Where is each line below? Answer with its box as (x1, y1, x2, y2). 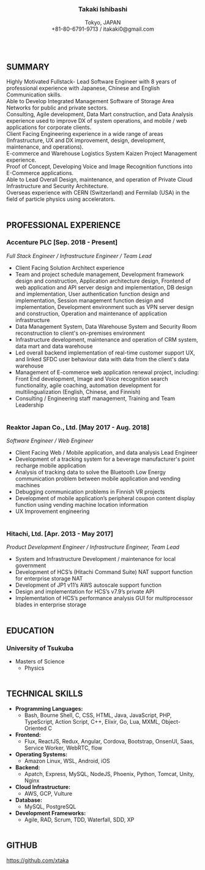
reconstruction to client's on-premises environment (15, 329, 145, 337)
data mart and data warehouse (15, 342, 93, 350)
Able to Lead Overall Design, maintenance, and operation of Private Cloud (6, 176, 193, 183)
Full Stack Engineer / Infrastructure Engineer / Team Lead (6, 252, 152, 259)
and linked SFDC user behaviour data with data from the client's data (15, 355, 190, 362)
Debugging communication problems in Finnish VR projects (15, 488, 165, 496)
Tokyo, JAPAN (84, 19, 121, 26)
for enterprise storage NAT (15, 575, 83, 582)
